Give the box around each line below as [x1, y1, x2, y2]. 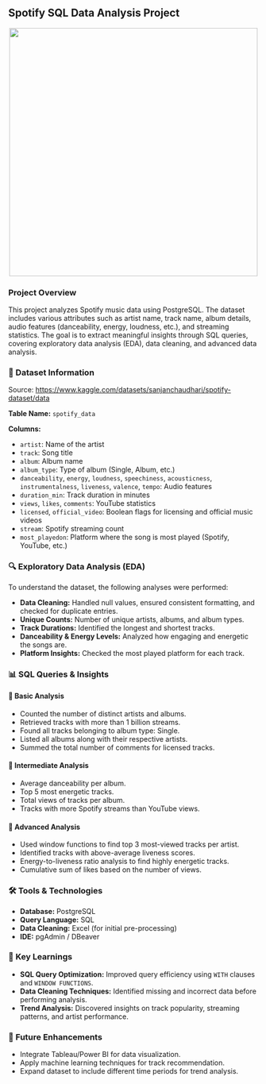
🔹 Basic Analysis [8, 691, 65, 701]
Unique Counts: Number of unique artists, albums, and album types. [19, 615, 245, 624]
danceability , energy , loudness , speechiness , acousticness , [19, 473, 213, 483]
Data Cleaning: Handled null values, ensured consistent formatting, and [19, 597, 256, 607]
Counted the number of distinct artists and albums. [19, 708, 187, 718]
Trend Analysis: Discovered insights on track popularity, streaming [19, 1003, 240, 1013]
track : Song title [19, 448, 73, 457]
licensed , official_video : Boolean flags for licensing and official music [19, 507, 253, 517]
